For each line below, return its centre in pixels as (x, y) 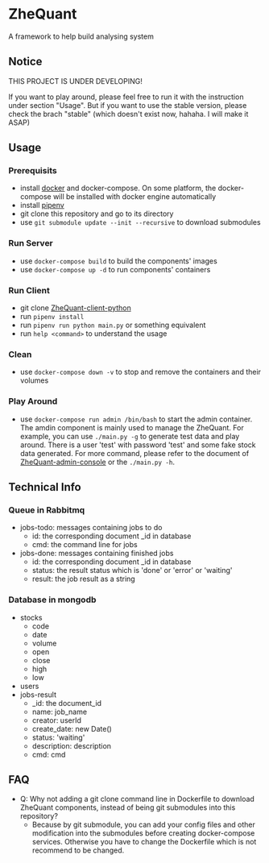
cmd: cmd (49, 754)
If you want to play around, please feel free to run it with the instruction (126, 97)
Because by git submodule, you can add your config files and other (143, 825)
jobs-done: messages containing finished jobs (97, 554)
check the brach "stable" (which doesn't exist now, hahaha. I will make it (128, 114)
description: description (71, 745)
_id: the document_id (67, 703)
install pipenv (42, 205)
